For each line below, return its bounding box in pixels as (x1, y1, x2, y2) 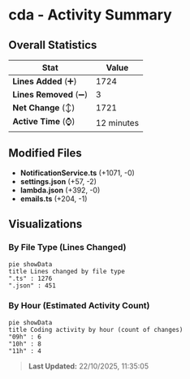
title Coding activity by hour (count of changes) (8, 325, 184, 334)
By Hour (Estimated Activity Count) (8, 300, 150, 312)
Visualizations (8, 217, 83, 231)
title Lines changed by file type (8, 267, 126, 275)
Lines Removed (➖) (12, 89, 88, 100)
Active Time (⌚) (12, 116, 76, 127)
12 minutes (95, 117, 140, 128)
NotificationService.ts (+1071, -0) (19, 168, 136, 178)
